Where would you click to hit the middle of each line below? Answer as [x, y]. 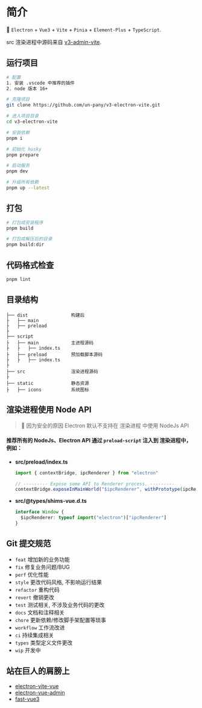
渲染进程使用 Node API [49, 410]
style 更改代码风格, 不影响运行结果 [58, 582]
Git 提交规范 [29, 544]
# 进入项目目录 [23, 116]
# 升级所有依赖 [23, 182]
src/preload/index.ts [41, 462]
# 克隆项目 [18, 100]
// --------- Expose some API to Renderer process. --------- [95, 484]
